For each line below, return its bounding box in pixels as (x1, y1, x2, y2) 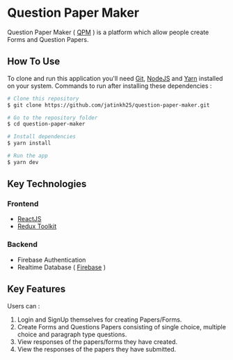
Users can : (7, 301, 40, 310)
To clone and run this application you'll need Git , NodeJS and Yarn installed (7, 74, 223, 82)
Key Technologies (7, 178, 87, 190)
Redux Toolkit (17, 222, 57, 231)
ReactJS (17, 215, 42, 223)
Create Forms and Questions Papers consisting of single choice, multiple (17, 322, 226, 331)
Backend (7, 239, 38, 249)
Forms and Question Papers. (7, 35, 89, 43)
